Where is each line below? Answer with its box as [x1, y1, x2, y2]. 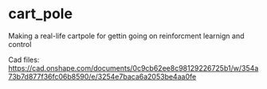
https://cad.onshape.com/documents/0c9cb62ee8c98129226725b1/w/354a [8, 63, 259, 72]
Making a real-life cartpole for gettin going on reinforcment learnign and [8, 31, 245, 41]
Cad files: [8, 55, 40, 64]
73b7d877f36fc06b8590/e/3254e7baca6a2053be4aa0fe [8, 72, 197, 81]
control [8, 39, 32, 48]
